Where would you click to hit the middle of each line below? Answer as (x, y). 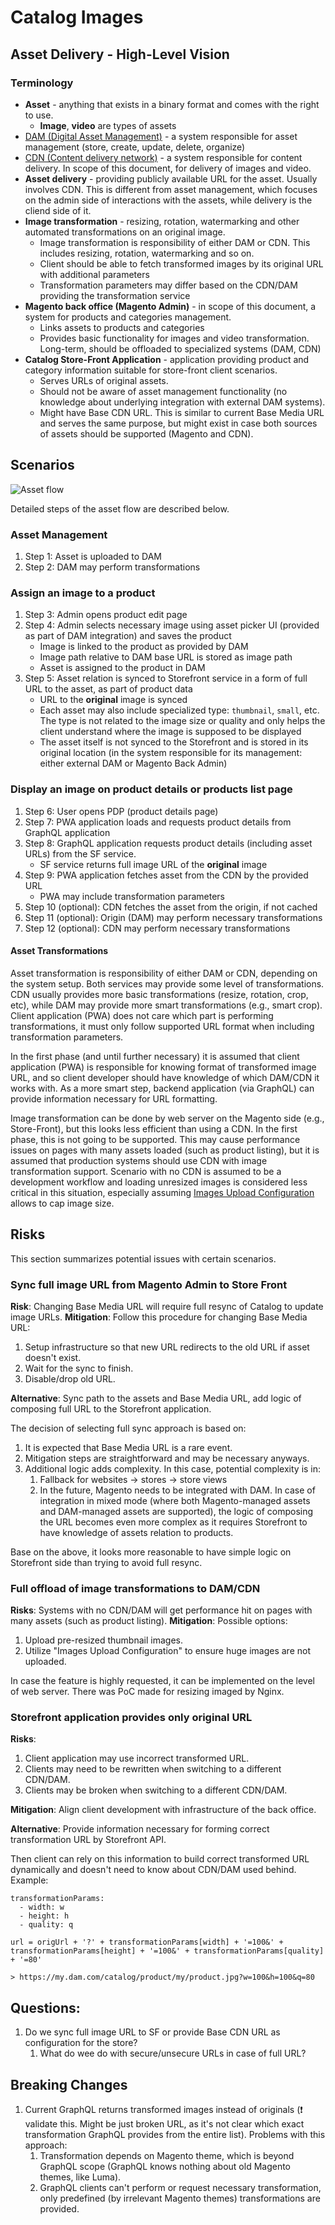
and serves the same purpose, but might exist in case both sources (178, 423)
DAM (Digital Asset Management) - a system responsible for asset (161, 136)
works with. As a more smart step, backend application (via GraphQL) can (162, 1088)
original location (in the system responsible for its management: (171, 753)
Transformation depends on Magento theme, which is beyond (167, 2156)
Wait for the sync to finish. (79, 1368)
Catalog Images (77, 17)
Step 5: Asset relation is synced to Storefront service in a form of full (166, 678)
